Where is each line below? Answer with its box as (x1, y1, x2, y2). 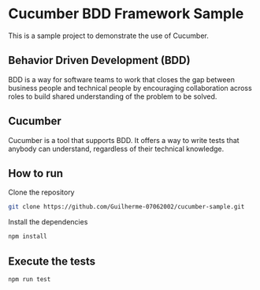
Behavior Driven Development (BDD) (8, 54, 191, 67)
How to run (8, 167, 64, 180)
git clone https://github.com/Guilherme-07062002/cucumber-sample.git (8, 203, 245, 211)
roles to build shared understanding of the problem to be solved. (8, 92, 217, 101)
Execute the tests (8, 254, 96, 268)
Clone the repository (8, 187, 75, 198)
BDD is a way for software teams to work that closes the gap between (8, 74, 235, 84)
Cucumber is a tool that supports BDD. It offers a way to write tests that (8, 135, 240, 145)
